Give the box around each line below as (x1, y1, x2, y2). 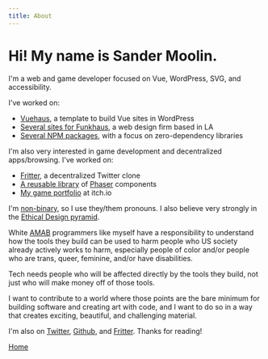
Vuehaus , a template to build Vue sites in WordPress (19, 113, 195, 123)
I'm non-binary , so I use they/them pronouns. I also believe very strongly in (8, 203, 258, 213)
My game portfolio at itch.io (19, 188, 112, 197)
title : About (8, 11, 52, 20)
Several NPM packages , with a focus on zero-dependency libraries (19, 130, 244, 140)
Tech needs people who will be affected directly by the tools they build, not (8, 268, 258, 279)
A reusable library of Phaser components (19, 179, 157, 188)
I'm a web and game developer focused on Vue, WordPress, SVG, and (8, 74, 241, 83)
